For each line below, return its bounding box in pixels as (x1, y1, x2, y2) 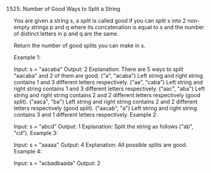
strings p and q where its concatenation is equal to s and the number (31, 24, 204, 31)
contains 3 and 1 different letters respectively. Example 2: (13, 111, 158, 118)
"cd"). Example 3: (13, 130, 58, 136)
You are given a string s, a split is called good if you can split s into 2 (13, 17, 187, 24)
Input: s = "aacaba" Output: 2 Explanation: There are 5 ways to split (13, 65, 183, 73)
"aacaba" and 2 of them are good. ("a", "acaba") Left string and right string (13, 72, 203, 79)
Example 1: (13, 54, 41, 61)
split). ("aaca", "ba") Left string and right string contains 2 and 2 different (13, 98, 198, 105)
